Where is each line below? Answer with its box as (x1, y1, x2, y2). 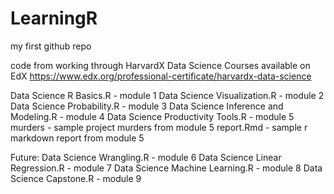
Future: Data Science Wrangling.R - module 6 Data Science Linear (10, 151, 282, 163)
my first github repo (10, 40, 92, 52)
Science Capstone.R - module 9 (10, 172, 142, 184)
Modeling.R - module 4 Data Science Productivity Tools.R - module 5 (10, 110, 295, 122)
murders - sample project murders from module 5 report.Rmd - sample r (10, 121, 308, 133)
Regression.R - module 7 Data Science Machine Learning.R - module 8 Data (10, 162, 323, 174)
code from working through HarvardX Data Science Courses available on (10, 59, 311, 71)
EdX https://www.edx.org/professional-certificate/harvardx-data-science (10, 70, 312, 82)
